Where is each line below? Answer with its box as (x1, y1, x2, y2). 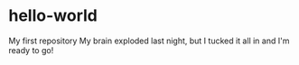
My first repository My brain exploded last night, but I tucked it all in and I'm (8, 35, 290, 46)
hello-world (8, 5, 98, 26)
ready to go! (8, 44, 54, 55)
